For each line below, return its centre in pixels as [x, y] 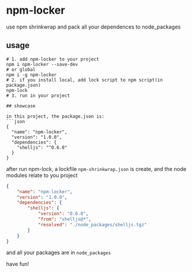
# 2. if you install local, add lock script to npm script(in [84, 80]
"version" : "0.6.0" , [63, 214]
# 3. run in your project [38, 96]
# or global [21, 69]
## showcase [21, 106]
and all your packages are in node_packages [59, 252]
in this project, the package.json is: [55, 116]
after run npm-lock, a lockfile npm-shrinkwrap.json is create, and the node [96, 169]
